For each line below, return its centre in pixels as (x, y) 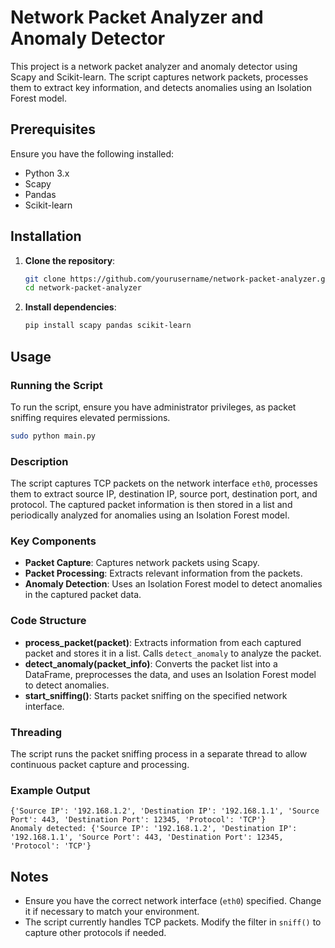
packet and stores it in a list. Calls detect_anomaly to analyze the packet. (173, 653)
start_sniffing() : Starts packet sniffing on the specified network (156, 695)
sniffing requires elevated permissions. (90, 417)
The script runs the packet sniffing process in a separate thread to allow (159, 753)
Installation (46, 236)
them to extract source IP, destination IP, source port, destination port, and (164, 494)
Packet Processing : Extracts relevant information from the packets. (163, 573)
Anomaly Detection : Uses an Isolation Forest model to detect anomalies (173, 584)
